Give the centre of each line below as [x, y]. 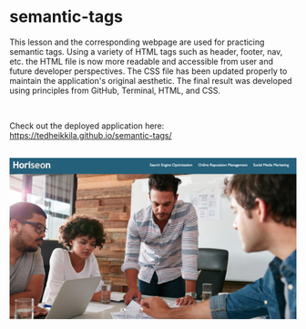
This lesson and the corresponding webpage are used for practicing [137, 42]
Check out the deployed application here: [87, 126]
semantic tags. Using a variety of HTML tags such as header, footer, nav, [146, 51]
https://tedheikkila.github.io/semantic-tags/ [91, 135]
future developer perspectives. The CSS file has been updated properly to [148, 71]
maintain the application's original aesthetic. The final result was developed [151, 80]
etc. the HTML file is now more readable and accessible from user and [142, 61]
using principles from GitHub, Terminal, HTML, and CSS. [115, 90]
